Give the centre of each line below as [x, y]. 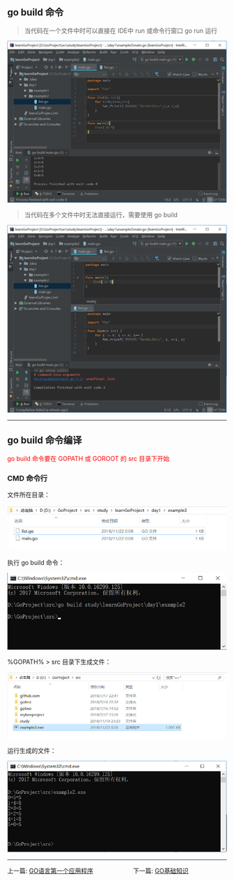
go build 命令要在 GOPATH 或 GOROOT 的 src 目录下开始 [88, 458]
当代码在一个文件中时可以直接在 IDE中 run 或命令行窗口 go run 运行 [121, 31]
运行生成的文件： [32, 751]
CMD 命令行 [28, 478]
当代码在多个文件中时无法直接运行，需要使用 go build [101, 215]
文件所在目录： [29, 495]
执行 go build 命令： [36, 562]
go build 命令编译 [45, 440]
